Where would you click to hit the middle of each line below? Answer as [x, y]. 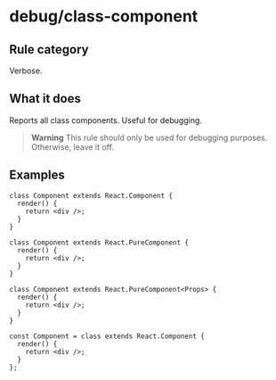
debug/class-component [104, 17]
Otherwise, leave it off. [72, 147]
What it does [45, 99]
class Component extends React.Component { [91, 195]
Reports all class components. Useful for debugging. [106, 120]
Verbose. [26, 70]
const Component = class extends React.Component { [107, 336]
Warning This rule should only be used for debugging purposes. [149, 137]
